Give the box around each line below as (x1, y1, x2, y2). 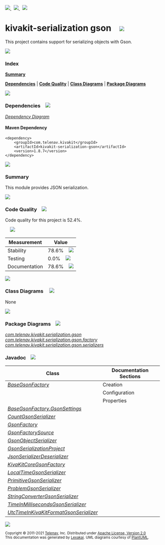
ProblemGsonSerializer (7, 485, 61, 492)
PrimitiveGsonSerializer (7, 477, 62, 484)
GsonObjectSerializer (7, 437, 57, 444)
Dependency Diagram (5, 113, 50, 119)
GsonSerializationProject (7, 445, 65, 452)
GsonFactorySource (7, 429, 54, 436)
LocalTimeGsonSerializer (7, 469, 66, 476)
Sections (119, 373, 141, 380)
